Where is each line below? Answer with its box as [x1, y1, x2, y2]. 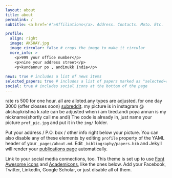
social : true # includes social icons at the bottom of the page [5, 84, 147, 89]
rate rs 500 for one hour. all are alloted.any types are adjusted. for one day [5, 97, 162, 104]
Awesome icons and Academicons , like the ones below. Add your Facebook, [5, 161, 166, 167]
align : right [10, 36, 38, 41]
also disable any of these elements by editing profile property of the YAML [5, 134, 165, 141]
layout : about [5, 7, 36, 13]
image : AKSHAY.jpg [10, 41, 50, 46]
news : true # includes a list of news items [5, 74, 102, 80]
